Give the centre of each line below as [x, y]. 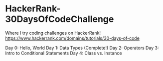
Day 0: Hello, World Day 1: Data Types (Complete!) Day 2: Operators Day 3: [82, 48]
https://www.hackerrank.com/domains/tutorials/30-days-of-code [72, 38]
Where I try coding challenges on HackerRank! [53, 33]
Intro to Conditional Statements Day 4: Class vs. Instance [64, 53]
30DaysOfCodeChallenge [60, 19]
